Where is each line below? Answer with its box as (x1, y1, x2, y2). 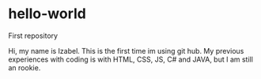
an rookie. (8, 62, 41, 72)
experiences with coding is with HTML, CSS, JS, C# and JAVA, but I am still (8, 55, 253, 64)
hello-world (8, 5, 87, 23)
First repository (8, 31, 58, 40)
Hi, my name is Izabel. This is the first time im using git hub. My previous (8, 46, 244, 55)
